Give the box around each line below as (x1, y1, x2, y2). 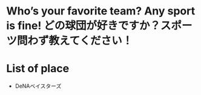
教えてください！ (48, 34, 133, 47)
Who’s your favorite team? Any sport (6, 4, 196, 18)
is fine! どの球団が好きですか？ (6, 19, 161, 32)
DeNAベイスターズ (15, 82, 62, 90)
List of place (6, 62, 70, 76)
